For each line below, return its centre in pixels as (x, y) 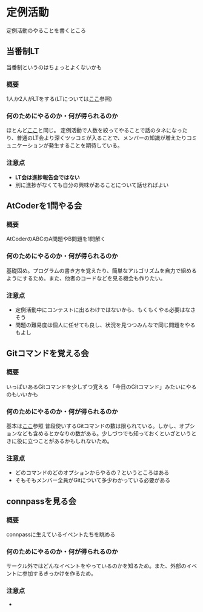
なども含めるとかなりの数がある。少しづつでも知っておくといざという (104, 433)
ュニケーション (25, 146)
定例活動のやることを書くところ (46, 30)
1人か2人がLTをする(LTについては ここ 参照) (59, 99)
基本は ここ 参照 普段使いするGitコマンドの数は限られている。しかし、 (93, 426)
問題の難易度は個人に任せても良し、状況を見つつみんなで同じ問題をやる (105, 325)
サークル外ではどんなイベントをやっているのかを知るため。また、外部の (96, 566)
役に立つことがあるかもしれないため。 (65, 441)
